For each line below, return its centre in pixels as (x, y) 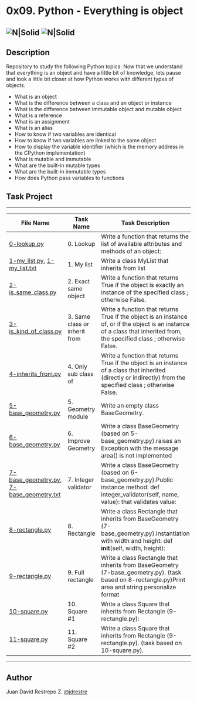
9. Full (76, 573)
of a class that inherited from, (141, 332)
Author (19, 677)
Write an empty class (130, 406)
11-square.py (28, 639)
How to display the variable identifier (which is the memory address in (99, 147)
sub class (80, 374)
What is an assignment (42, 122)
